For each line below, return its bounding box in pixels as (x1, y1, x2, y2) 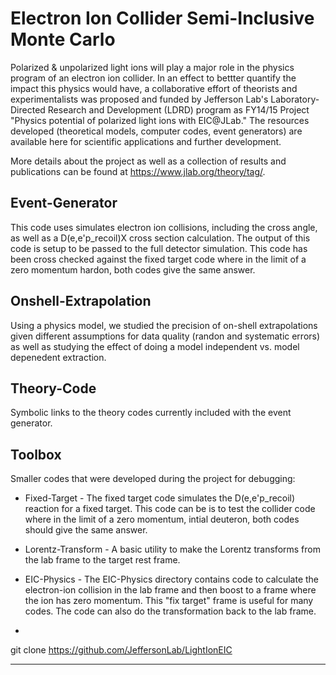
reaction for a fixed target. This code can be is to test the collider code (24, 503, 316, 515)
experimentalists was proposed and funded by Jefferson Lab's (10, 93, 269, 105)
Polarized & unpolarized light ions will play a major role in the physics (10, 61, 295, 73)
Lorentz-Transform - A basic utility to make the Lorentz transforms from (24, 543, 321, 556)
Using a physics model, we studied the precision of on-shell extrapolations (10, 319, 318, 331)
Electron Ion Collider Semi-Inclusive (10, 7, 315, 30)
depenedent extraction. (10, 351, 107, 363)
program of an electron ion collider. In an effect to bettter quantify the (10, 72, 297, 84)
